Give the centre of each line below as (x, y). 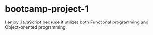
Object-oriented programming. (36, 27)
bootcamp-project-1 (47, 9)
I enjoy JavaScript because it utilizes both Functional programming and (77, 22)
